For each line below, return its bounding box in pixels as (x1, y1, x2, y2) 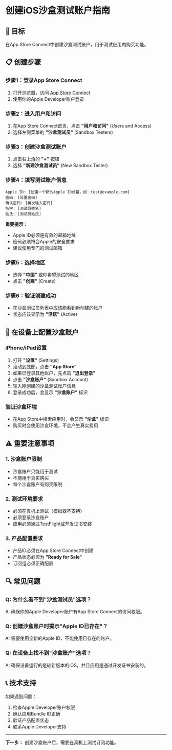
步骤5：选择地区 (5, 259, 46, 266)
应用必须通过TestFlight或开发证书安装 (12, 521, 92, 527)
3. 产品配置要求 (5, 535, 44, 542)
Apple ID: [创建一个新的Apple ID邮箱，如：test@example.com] (5, 189, 130, 194)
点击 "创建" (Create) (12, 278, 56, 284)
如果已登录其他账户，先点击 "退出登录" (12, 370, 96, 376)
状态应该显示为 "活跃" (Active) (12, 311, 78, 317)
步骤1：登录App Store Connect (5, 77, 82, 84)
